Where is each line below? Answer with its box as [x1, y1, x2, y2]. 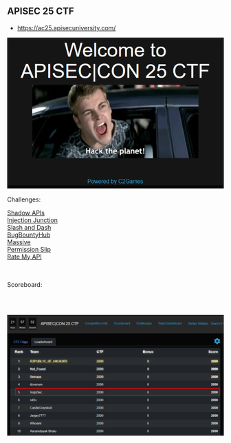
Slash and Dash [7, 223, 52, 231]
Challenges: [7, 195, 41, 204]
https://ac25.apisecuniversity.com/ [16, 23, 116, 32]
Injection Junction [7, 216, 58, 224]
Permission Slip [7, 245, 52, 253]
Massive [7, 237, 31, 246]
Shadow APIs [7, 208, 45, 217]
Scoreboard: [7, 280, 43, 288]
